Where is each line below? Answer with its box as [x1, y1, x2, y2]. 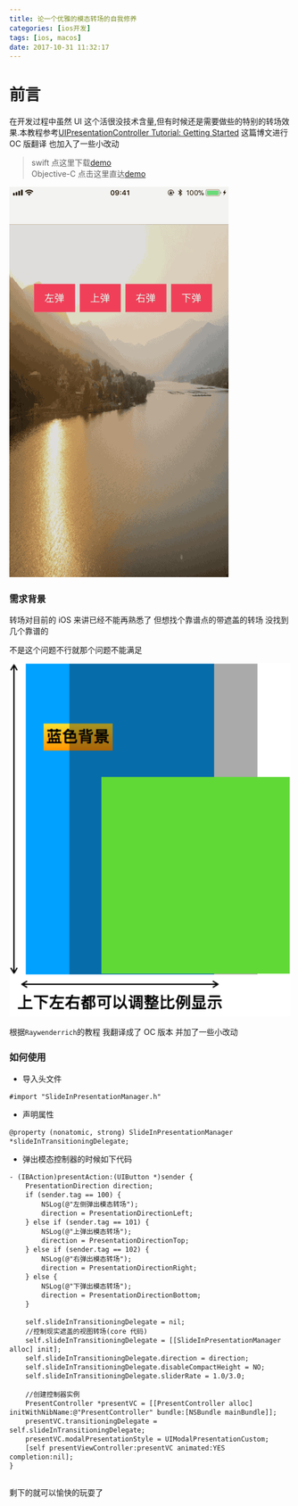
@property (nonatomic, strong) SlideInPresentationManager [9, 1128, 234, 1137]
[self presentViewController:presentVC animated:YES [25, 1444, 226, 1452]
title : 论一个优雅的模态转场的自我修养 [9, 14, 137, 23]
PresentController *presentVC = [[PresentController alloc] [25, 1399, 253, 1408]
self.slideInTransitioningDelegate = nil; [25, 1317, 186, 1327]
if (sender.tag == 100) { [25, 1190, 122, 1199]
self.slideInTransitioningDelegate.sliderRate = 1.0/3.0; [25, 1371, 245, 1380]
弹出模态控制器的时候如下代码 [21, 1154, 132, 1164]
